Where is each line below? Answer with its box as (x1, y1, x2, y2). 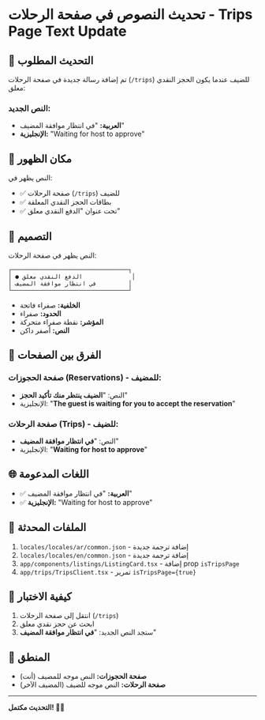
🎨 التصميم (8, 229, 52, 243)
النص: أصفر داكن (19, 326, 69, 335)
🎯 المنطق (8, 650, 50, 664)
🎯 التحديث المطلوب (8, 54, 94, 67)
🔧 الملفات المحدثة (8, 521, 87, 534)
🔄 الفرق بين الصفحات (8, 349, 102, 362)
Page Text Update (8, 22, 127, 40)
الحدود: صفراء (19, 308, 62, 318)
